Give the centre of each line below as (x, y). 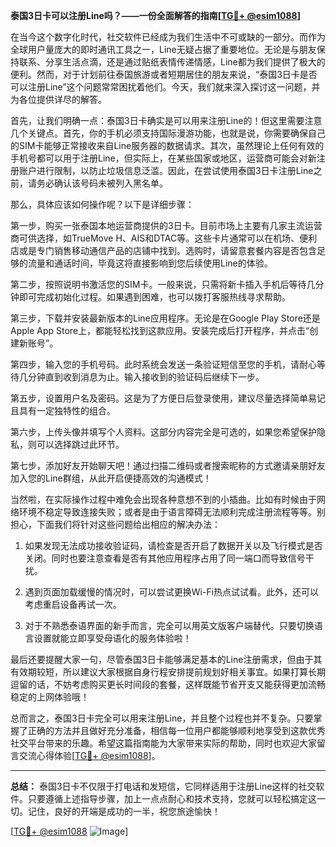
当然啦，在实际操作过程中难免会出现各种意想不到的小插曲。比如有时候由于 (163, 499)
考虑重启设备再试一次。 (73, 604)
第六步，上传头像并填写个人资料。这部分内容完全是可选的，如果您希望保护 (163, 432)
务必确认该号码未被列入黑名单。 (102, 183)
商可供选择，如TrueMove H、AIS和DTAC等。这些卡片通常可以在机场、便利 (164, 238)
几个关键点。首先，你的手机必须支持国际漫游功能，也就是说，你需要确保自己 (168, 133)
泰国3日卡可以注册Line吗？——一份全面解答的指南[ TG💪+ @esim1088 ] (155, 15)
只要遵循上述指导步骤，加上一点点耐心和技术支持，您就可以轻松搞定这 (172, 798)
